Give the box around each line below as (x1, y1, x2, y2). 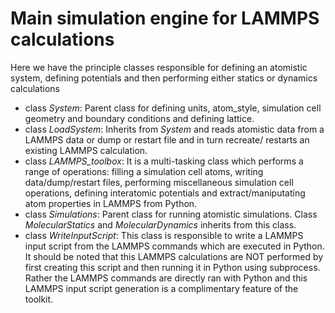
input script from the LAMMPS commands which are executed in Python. (24, 240, 325, 252)
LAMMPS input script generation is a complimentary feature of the (24, 282, 299, 294)
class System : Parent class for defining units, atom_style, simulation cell (24, 102, 322, 114)
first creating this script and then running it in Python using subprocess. (24, 261, 321, 273)
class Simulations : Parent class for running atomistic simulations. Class (24, 208, 318, 220)
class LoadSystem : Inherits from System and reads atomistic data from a (24, 123, 325, 135)
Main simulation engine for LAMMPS (10, 7, 320, 30)
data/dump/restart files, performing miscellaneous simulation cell (24, 176, 294, 188)
